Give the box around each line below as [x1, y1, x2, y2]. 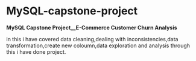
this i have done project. [6, 48, 66, 55]
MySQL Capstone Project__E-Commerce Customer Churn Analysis [6, 24, 177, 31]
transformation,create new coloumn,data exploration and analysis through [6, 42, 191, 49]
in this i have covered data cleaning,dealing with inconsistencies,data [6, 35, 179, 42]
